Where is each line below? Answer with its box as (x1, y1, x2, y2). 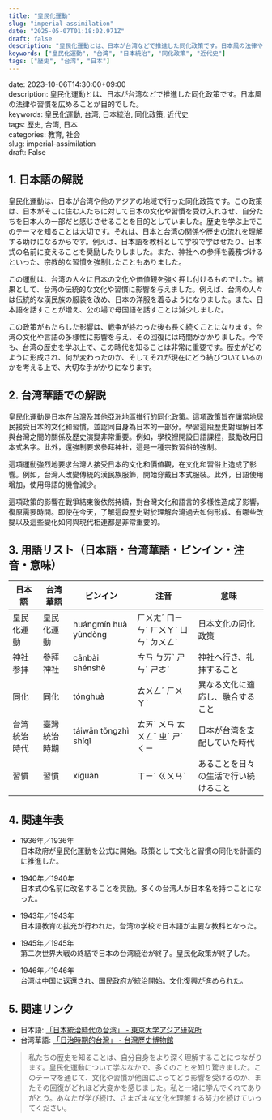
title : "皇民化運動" (8, 11, 71, 20)
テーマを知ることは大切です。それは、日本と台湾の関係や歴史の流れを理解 (15, 226, 263, 236)
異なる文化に (198, 679, 247, 691)
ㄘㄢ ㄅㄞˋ (137, 652, 176, 663)
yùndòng (72, 629, 108, 640)
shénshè (72, 662, 106, 674)
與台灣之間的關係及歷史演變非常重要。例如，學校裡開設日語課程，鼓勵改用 (8, 432, 257, 442)
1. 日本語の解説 (8, 173, 83, 187)
